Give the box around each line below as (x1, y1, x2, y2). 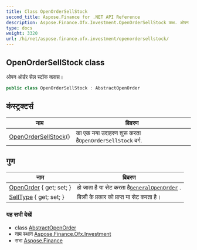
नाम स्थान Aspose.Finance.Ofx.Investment (14, 230, 111, 237)
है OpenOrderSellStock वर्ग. (76, 136, 142, 144)
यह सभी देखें (6, 211, 32, 219)
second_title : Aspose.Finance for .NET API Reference (6, 14, 141, 20)
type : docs (6, 25, 33, 31)
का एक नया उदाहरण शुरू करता (76, 129, 141, 137)
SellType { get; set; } (9, 193, 64, 201)
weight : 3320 (6, 31, 38, 36)
